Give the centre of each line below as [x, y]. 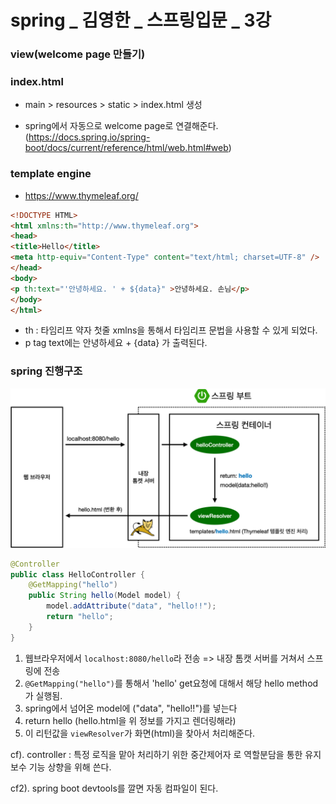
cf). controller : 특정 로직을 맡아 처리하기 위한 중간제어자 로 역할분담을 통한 [156, 754]
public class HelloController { [77, 574]
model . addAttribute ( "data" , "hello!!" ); [131, 606]
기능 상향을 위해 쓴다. [70, 767]
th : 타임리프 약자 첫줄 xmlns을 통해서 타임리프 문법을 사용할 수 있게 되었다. [171, 330]
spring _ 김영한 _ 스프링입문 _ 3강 [141, 20]
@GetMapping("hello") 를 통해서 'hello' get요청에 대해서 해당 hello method [171, 683]
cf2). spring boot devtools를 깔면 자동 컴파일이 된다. [114, 788]
